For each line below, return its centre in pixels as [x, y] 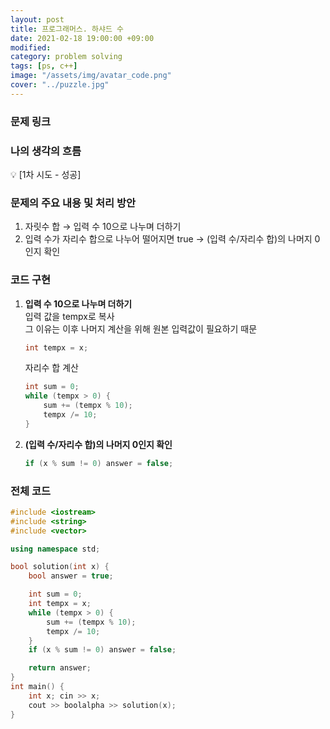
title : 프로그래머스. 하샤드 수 [67, 29]
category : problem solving [66, 57]
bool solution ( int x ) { [60, 567]
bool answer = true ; [71, 576]
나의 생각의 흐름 [46, 151]
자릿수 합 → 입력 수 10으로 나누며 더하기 [103, 227]
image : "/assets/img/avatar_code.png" [91, 76]
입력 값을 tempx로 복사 [69, 316]
